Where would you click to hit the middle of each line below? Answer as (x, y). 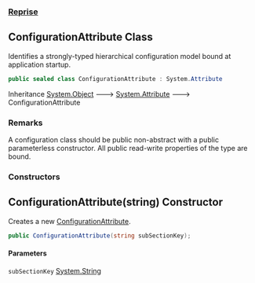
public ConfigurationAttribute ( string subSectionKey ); (100, 235)
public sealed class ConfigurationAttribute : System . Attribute (115, 79)
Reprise (23, 12)
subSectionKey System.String (55, 270)
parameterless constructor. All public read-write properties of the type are (128, 148)
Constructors (34, 177)
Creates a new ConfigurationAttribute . (69, 221)
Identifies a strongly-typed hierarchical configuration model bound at (120, 56)
